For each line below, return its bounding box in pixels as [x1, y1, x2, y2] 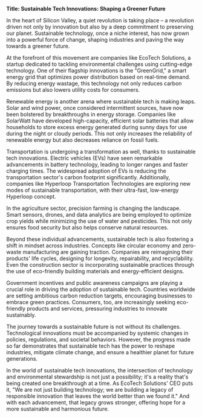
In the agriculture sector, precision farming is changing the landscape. [6, 205, 181, 212]
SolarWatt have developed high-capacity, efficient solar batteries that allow [6, 117, 194, 124]
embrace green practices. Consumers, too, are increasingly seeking [6, 299, 175, 305]
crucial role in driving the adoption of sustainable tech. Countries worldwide [6, 286, 195, 293]
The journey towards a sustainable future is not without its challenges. [6, 323, 181, 330]
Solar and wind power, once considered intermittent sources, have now [6, 104, 184, 111]
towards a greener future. [6, 42, 70, 49]
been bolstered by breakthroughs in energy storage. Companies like [6, 111, 177, 118]
